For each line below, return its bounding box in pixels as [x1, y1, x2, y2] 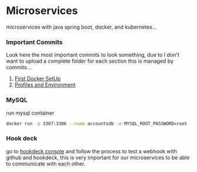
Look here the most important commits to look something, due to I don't [6, 51, 180, 59]
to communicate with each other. [6, 160, 86, 167]
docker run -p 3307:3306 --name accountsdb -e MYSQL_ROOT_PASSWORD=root [6, 121, 188, 126]
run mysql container [6, 109, 55, 116]
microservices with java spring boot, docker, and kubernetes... [6, 23, 157, 30]
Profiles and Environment [14, 81, 76, 88]
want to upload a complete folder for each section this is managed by [6, 57, 174, 65]
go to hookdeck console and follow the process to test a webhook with [6, 147, 177, 154]
